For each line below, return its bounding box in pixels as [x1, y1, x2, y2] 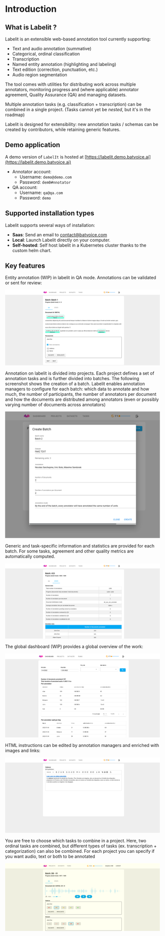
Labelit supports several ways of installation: [5, 222, 95, 228]
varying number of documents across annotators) [5, 401, 106, 407]
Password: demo [19, 194, 51, 200]
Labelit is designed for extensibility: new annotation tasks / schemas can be [5, 122, 159, 127]
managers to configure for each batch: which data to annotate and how [5, 386, 149, 392]
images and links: [5, 747, 41, 753]
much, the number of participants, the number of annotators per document [5, 391, 157, 397]
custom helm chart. [12, 247, 52, 253]
